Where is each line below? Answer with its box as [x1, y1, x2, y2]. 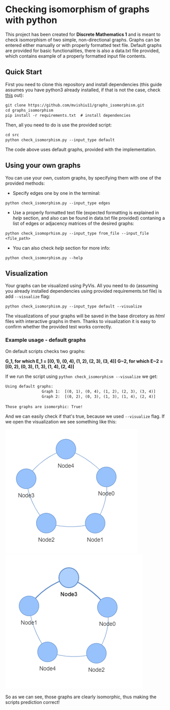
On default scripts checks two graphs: [5, 348, 86, 354]
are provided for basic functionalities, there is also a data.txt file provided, [5, 47, 160, 54]
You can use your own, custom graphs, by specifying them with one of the [5, 174, 161, 181]
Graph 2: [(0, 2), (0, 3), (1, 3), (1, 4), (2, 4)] [41, 394, 156, 399]
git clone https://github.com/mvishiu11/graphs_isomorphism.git [5, 103, 145, 108]
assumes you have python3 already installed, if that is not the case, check [5, 87, 161, 93]
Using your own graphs [5, 161, 81, 170]
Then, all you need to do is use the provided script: [5, 121, 112, 128]
